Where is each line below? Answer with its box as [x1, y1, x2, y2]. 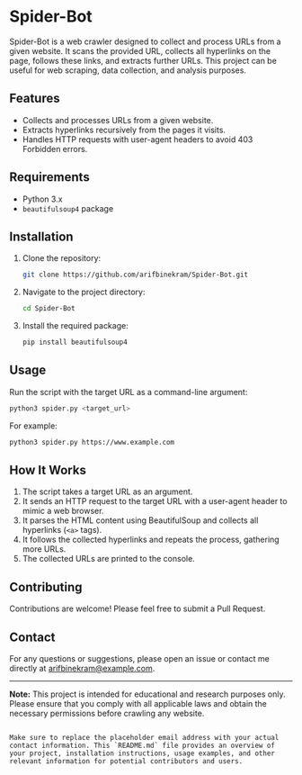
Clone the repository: [22, 253, 102, 264]
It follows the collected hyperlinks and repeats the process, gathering [22, 534, 280, 545]
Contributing [9, 579, 83, 595]
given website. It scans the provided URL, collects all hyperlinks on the [9, 45, 271, 56]
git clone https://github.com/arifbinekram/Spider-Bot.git [22, 270, 249, 280]
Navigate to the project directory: [22, 286, 146, 298]
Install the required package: [22, 320, 129, 331]
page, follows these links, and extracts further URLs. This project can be [9, 55, 277, 66]
